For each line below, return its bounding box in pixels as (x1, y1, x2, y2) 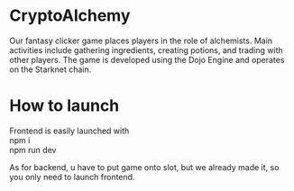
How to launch (9, 95, 120, 116)
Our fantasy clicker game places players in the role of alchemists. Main (9, 35, 273, 46)
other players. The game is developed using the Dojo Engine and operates (9, 54, 285, 65)
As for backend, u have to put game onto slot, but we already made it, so (9, 161, 280, 172)
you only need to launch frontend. (9, 171, 135, 182)
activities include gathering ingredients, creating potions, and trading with (9, 44, 284, 55)
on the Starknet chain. (9, 64, 92, 75)
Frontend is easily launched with (9, 125, 130, 136)
